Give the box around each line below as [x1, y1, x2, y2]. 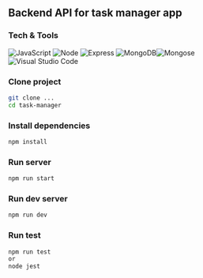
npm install [8, 138, 47, 146]
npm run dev [8, 211, 47, 220]
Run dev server [8, 193, 69, 204]
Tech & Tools [8, 30, 59, 41]
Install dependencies [8, 120, 91, 131]
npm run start [8, 175, 55, 182]
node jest [8, 262, 41, 271]
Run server [8, 156, 51, 167]
